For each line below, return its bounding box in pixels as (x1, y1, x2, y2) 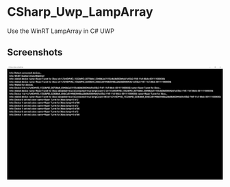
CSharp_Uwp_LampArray (7, 4, 153, 20)
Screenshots (7, 47, 63, 58)
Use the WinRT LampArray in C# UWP (7, 27, 115, 35)
